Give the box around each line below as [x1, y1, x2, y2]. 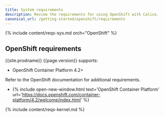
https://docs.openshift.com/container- [22, 92, 100, 98]
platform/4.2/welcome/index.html [12, 97, 81, 103]
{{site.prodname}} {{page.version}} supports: [5, 58, 98, 63]
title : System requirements [5, 7, 64, 12]
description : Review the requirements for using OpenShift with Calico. [5, 12, 159, 17]
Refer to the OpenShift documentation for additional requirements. [5, 77, 141, 83]
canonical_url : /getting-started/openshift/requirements [5, 16, 126, 21]
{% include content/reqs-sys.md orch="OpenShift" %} [5, 30, 117, 36]
